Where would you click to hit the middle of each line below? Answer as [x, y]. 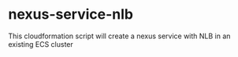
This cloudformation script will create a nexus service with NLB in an [119, 36]
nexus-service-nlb [71, 14]
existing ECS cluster [41, 44]
